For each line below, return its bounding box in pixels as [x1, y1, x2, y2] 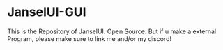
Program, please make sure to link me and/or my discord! [7, 34, 172, 42]
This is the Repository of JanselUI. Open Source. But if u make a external [7, 27, 217, 35]
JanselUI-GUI [7, 4, 86, 20]
